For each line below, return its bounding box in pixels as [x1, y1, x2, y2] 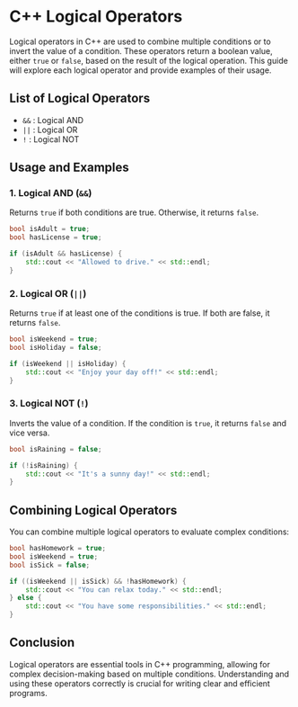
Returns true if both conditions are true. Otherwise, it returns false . [9, 207, 259, 218]
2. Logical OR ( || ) [9, 287, 87, 300]
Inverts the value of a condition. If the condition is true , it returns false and [9, 417, 287, 428]
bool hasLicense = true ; [9, 233, 102, 242]
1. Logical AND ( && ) [9, 187, 92, 200]
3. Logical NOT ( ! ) [9, 398, 89, 410]
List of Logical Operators [9, 91, 151, 106]
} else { [9, 594, 42, 603]
